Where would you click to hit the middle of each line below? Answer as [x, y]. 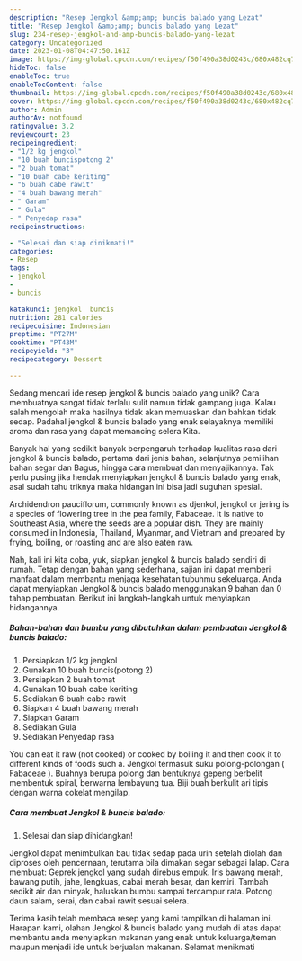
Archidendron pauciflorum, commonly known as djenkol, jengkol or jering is [149, 503]
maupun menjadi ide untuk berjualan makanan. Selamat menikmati [132, 947]
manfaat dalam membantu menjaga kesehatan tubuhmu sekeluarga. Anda [146, 578]
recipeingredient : [44, 143]
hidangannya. [35, 607]
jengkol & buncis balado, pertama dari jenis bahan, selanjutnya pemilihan [144, 458]
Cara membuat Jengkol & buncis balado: [88, 813]
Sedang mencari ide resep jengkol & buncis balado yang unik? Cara [134, 393]
